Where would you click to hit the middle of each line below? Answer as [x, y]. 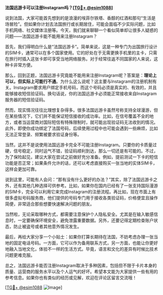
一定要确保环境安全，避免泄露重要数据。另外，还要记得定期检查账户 [86, 220]
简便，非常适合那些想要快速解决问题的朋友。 [50, 204]
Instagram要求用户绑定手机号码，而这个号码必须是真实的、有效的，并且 [85, 88]
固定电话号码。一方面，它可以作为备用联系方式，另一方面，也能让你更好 [86, 243]
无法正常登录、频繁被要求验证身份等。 [43, 134]
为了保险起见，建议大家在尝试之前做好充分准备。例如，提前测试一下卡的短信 [81, 157]
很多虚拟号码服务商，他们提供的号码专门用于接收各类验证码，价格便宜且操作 [81, 198]
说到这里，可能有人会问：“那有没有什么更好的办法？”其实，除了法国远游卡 [79, 179]
